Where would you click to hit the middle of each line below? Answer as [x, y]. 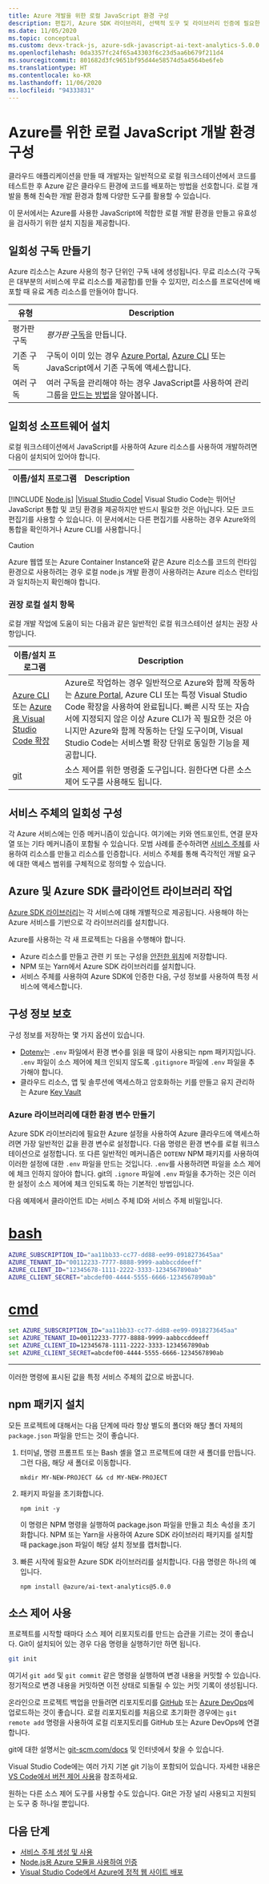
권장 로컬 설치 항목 [42, 604]
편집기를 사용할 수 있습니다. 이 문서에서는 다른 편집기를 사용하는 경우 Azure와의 [132, 519]
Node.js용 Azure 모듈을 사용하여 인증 [78, 1862]
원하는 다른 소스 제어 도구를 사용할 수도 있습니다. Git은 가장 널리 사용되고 [122, 1793]
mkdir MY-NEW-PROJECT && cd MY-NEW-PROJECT [94, 1477]
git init [23, 1659]
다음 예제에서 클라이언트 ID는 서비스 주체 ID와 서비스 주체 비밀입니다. [115, 1200]
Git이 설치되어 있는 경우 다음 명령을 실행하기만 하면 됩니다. [110, 1644]
